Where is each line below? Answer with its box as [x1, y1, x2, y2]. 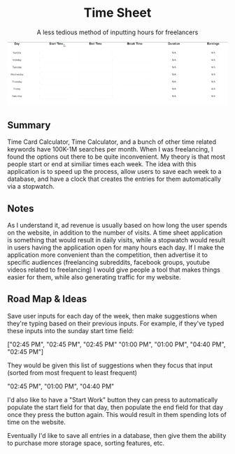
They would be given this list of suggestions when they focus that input [7, 361, 213, 369]
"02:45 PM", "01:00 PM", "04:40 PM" [7, 382, 115, 390]
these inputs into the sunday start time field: [7, 326, 134, 335]
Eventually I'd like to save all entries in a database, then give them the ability [7, 431, 227, 439]
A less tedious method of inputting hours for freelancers [36, 28, 199, 36]
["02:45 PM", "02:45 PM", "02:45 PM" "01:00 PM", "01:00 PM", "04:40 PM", [7, 340, 226, 349]
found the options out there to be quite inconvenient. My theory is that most [7, 152, 226, 161]
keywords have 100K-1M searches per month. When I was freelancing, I [7, 145, 213, 154]
